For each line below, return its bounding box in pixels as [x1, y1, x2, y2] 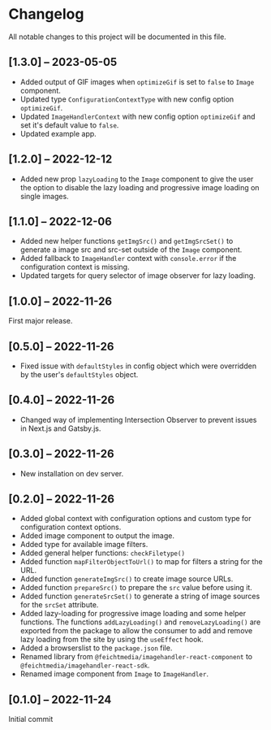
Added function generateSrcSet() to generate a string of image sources [19, 591, 260, 602]
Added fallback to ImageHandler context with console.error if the [19, 254, 237, 263]
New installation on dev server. [19, 468, 124, 478]
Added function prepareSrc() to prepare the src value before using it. [19, 583, 253, 593]
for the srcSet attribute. [19, 600, 99, 610]
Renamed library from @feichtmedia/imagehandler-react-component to [19, 652, 253, 662]
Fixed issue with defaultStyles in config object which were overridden [19, 361, 257, 371]
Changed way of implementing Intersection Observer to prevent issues [19, 415, 257, 424]
